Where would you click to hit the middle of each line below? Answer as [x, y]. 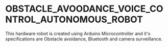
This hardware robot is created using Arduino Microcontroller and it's [78, 33]
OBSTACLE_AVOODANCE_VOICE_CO [84, 9]
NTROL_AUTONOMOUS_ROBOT [74, 19]
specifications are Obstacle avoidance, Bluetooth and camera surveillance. [84, 39]
